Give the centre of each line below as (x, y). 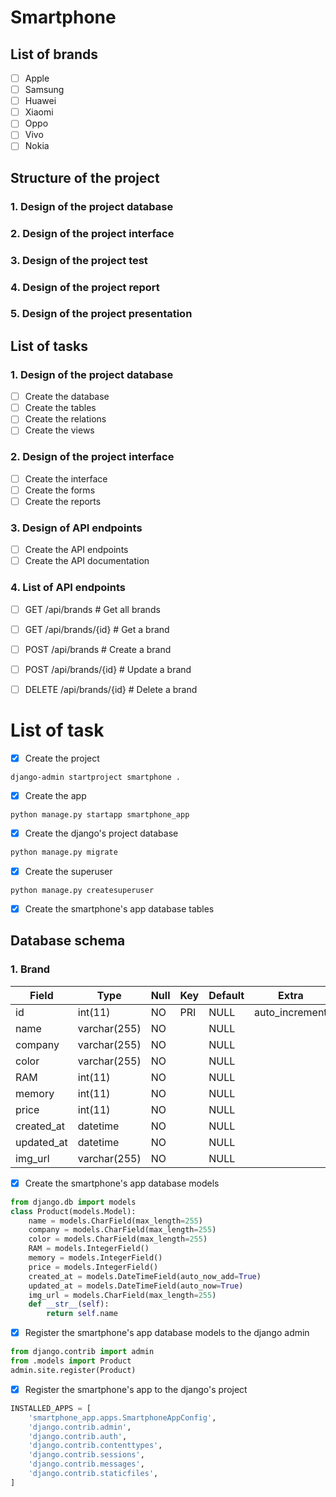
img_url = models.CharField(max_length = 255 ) (122, 1295)
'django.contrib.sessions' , (86, 1455)
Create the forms (60, 490)
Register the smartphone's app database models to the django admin (167, 1333)
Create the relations (65, 419)
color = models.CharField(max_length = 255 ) (118, 1239)
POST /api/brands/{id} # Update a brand (108, 669)
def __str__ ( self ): (69, 1304)
